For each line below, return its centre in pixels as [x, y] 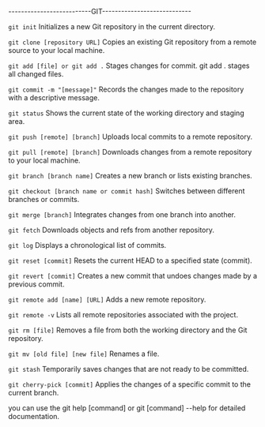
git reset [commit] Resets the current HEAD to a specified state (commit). [131, 260]
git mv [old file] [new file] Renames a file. [84, 354]
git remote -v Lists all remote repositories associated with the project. [123, 315]
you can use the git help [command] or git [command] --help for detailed [127, 408]
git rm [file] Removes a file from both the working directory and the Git [128, 330]
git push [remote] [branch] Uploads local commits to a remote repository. [131, 137]
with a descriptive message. [54, 97]
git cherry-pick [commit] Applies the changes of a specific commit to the [130, 384]
